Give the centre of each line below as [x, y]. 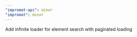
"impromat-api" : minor [29, 10]
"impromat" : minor [24, 15]
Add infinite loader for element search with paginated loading [69, 29]
